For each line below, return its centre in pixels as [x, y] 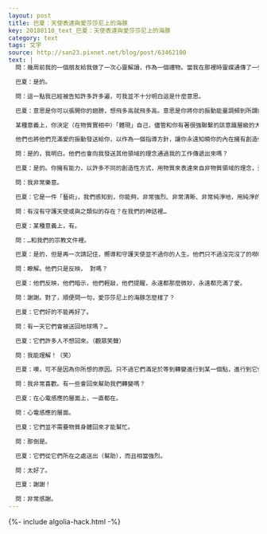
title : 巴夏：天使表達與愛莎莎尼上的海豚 [68, 23]
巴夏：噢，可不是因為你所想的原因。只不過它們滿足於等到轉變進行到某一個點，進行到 [133, 370]
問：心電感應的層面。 [45, 413]
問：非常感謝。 [36, 499]
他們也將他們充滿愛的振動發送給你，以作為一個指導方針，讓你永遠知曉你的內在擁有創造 [137, 139]
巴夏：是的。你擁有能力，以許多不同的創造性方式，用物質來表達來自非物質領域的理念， [137, 168]
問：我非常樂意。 [39, 183]
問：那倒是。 [33, 442]
